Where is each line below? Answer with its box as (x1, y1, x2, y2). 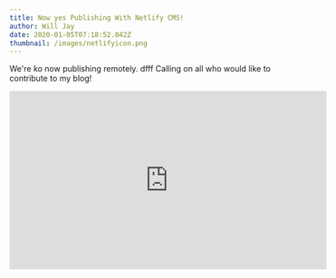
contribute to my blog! (9, 73, 92, 84)
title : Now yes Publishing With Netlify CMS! (9, 13, 184, 23)
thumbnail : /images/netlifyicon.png (9, 38, 148, 48)
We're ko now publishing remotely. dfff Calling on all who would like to (9, 63, 272, 74)
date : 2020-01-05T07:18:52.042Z (9, 30, 131, 39)
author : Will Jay (9, 22, 75, 31)
